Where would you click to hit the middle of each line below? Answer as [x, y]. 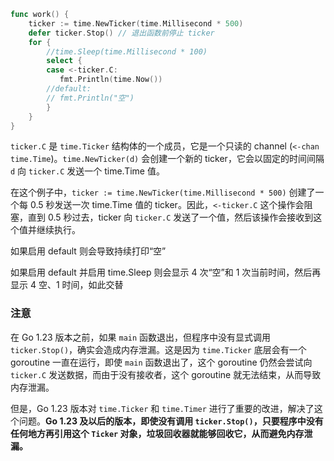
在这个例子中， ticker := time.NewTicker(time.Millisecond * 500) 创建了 [163, 192]
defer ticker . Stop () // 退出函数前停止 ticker [121, 33]
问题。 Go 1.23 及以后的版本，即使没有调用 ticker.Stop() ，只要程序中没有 [171, 421]
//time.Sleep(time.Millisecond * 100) [127, 51]
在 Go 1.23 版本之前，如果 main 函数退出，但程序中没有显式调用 [141, 337]
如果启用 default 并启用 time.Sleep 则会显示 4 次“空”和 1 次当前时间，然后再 [166, 272]
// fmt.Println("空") [90, 98]
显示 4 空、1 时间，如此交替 [67, 285]
